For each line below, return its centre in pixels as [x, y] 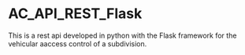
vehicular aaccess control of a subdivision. [78, 43]
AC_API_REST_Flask [75, 14]
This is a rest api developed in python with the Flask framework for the [122, 35]
